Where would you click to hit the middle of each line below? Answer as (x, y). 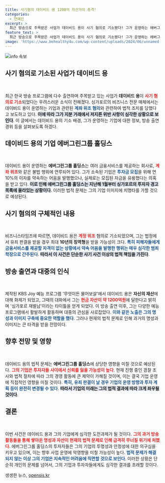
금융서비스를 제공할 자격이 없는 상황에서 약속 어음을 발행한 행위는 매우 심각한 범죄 (82, 248)
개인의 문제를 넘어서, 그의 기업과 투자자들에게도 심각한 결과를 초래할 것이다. (86, 465)
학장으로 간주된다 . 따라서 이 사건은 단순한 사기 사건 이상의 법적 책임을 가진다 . (77, 255)
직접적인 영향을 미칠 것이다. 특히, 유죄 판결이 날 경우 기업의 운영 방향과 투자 (81, 382)
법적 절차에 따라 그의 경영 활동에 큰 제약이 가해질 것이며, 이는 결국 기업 (81, 376)
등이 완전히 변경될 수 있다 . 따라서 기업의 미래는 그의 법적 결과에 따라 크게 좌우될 (85, 388)
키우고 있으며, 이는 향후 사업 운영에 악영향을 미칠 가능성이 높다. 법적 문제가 (76, 452)
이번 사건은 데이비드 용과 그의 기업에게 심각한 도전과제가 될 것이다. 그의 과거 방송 (82, 434)
